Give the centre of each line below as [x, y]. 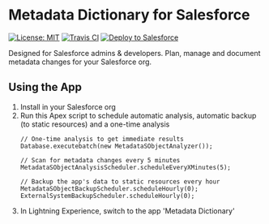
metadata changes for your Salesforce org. [80, 62]
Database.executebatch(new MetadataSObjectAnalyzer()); [116, 146]
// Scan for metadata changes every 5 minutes [100, 160]
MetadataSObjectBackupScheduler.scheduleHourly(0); [109, 188]
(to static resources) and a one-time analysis [95, 124]
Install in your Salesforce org [68, 106]
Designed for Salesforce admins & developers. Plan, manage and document [134, 53]
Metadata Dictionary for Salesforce [129, 15]
